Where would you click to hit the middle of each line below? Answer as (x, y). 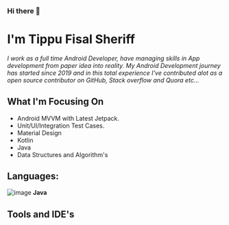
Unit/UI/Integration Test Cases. (61, 126)
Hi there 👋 (24, 11)
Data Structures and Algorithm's (62, 154)
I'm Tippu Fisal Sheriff (71, 39)
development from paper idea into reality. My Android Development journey (114, 65)
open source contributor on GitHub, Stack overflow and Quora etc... (103, 80)
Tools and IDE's (41, 214)
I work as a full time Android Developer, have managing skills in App (104, 58)
